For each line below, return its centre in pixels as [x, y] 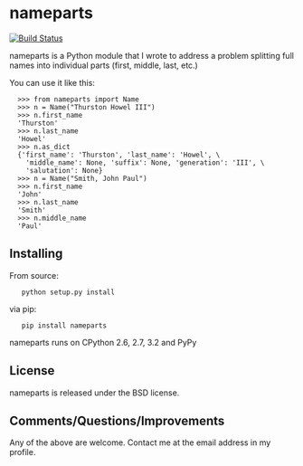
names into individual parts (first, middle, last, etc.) [104, 65]
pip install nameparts [64, 325]
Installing [36, 254]
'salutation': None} [64, 170]
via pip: [23, 309]
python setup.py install [68, 292]
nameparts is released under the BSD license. [95, 393]
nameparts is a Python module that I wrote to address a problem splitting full [151, 55]
